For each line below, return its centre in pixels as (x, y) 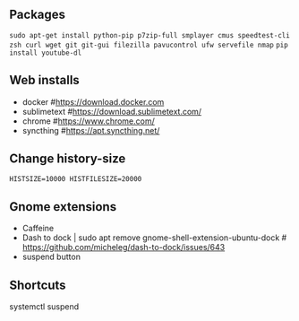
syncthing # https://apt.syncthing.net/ (91, 130)
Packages (37, 15)
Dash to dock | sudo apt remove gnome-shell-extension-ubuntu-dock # (154, 238)
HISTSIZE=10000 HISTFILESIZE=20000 (76, 179)
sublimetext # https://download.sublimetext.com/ (112, 111)
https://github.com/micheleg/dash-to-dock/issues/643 (124, 247)
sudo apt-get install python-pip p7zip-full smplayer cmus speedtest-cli (150, 35)
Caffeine (38, 229)
